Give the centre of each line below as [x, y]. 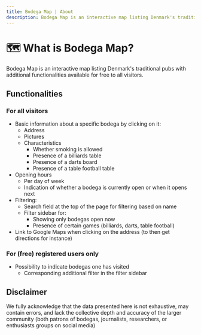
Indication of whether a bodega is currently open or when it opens [105, 188]
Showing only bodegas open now [74, 220]
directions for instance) [44, 238]
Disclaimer [27, 292]
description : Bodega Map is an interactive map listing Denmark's [91, 17]
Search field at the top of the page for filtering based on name [100, 206]
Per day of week [44, 181]
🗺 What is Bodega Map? [70, 48]
